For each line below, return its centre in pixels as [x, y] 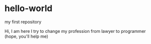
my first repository [23, 22]
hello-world [29, 8]
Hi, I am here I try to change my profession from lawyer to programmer [75, 31]
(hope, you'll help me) [26, 36]
